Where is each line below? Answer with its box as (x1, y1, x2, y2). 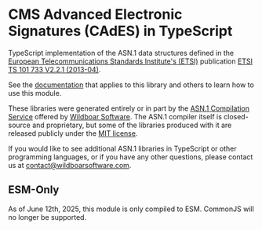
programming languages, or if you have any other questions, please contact (8, 152, 253, 162)
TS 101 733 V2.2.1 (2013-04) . (8, 64, 101, 74)
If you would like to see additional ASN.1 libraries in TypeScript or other (8, 144, 237, 153)
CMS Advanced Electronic (8, 5, 183, 24)
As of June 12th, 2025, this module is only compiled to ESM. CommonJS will (8, 204, 255, 214)
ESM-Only (8, 183, 60, 197)
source (8, 120, 31, 130)
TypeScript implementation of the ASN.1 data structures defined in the (8, 48, 234, 57)
